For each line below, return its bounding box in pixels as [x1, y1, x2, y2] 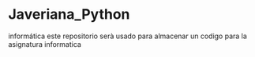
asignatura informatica [8, 39, 81, 48]
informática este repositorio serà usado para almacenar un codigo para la [8, 31, 247, 41]
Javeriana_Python [8, 5, 130, 23]
